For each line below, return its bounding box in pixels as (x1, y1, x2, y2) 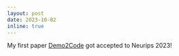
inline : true (7, 23, 44, 29)
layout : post (7, 10, 44, 17)
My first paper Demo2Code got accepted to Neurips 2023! (7, 42, 172, 50)
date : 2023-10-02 (7, 16, 57, 23)
